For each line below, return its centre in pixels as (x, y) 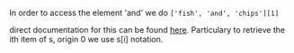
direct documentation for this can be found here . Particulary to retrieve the (147, 30)
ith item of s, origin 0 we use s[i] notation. (86, 39)
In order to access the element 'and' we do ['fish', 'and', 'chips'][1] (144, 13)
